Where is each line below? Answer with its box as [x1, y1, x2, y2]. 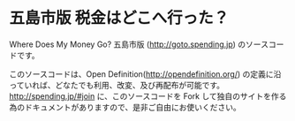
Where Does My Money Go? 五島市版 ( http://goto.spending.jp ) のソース [9, 39, 269, 49]
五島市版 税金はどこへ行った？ [9, 8, 230, 28]
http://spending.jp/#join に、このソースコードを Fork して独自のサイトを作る [9, 90, 287, 102]
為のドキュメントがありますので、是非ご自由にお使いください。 [9, 102, 241, 112]
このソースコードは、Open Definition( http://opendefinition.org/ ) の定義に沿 [9, 68, 282, 79]
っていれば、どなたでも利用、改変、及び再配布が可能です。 [9, 79, 225, 90]
